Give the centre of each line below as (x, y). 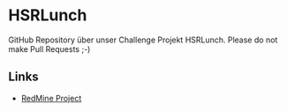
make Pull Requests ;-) (49, 49)
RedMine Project (51, 98)
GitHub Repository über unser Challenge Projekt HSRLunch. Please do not (143, 40)
